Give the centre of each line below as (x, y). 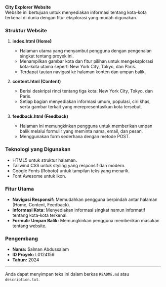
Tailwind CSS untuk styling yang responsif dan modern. (69, 165)
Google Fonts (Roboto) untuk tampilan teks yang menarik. (71, 171)
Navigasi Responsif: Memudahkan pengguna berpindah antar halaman (85, 199)
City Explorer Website (28, 7)
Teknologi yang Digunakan (38, 149)
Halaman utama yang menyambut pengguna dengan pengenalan (86, 51)
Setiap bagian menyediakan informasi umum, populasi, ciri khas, (85, 101)
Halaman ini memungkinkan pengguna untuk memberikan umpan (86, 126)
